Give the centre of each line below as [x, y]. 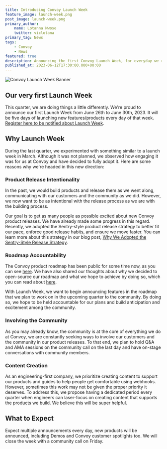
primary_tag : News [24, 38]
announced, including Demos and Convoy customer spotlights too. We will [81, 436]
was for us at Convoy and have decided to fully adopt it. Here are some [78, 161]
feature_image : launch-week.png [39, 14]
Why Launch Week [35, 139]
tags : [11, 42]
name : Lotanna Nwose [35, 28]
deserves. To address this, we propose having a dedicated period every [79, 392]
